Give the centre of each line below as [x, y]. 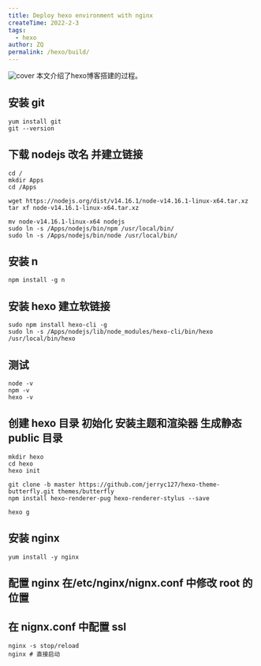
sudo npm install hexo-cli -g [58, 325]
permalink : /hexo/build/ [49, 52]
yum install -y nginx [44, 557]
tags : [17, 30]
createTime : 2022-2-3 [44, 23]
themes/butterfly [86, 491]
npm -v [19, 391]
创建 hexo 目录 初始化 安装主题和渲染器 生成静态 [125, 423]
